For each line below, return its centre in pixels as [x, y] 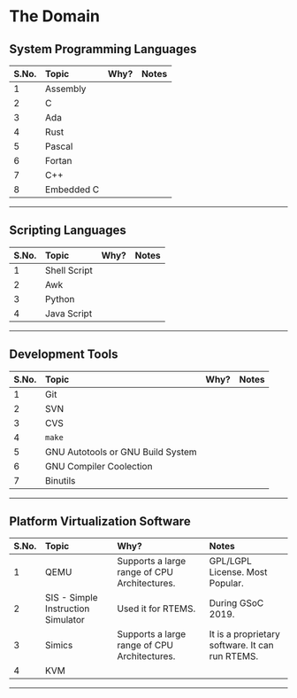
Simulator [65, 620]
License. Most [238, 572]
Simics [59, 646]
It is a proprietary [244, 634]
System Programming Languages [103, 49]
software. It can [241, 646]
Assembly [66, 89]
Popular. [227, 584]
